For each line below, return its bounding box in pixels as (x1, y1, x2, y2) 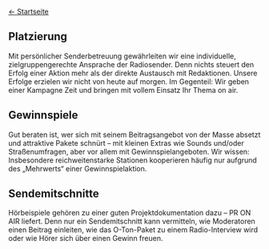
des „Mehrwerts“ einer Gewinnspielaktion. (8, 163, 147, 173)
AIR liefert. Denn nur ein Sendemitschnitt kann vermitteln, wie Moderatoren (8, 216, 256, 227)
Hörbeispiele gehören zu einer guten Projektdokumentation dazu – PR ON (8, 208, 251, 218)
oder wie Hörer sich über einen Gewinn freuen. (8, 234, 163, 243)
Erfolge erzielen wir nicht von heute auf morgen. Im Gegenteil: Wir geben (8, 76, 250, 86)
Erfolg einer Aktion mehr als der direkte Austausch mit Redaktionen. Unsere (8, 68, 258, 78)
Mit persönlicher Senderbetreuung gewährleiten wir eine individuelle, (8, 51, 236, 61)
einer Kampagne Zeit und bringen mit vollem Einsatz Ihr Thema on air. (8, 85, 239, 94)
